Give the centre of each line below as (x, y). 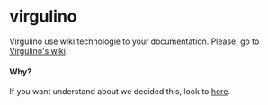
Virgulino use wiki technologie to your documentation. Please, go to (134, 41)
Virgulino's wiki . (39, 50)
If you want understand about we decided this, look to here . (120, 92)
